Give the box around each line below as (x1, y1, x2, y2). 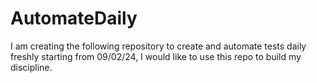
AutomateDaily (10, 7, 138, 30)
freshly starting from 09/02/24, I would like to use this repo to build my (10, 50, 302, 62)
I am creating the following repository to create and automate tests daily (10, 40, 307, 52)
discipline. (10, 61, 53, 73)
